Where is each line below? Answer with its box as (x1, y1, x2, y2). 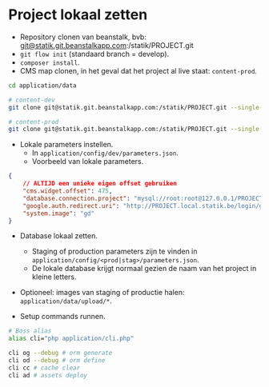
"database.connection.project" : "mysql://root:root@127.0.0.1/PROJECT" (22, 194, 267, 202)
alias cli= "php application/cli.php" (8, 334, 134, 343)
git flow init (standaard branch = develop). (19, 49, 170, 58)
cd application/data (8, 82, 78, 90)
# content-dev (8, 96, 56, 104)
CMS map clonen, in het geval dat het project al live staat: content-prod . (19, 66, 258, 75)
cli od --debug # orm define (8, 357, 106, 365)
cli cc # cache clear (8, 364, 81, 372)
